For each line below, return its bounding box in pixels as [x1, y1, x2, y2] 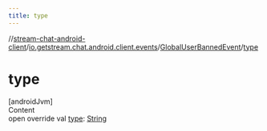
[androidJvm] [8, 97, 54, 106]
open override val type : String [8, 113, 107, 123]
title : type [8, 11, 48, 20]
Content [8, 105, 35, 114]
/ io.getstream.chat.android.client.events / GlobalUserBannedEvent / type [26, 42, 259, 52]
